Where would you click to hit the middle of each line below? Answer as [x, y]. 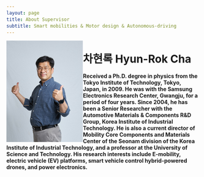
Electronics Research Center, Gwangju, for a [140, 96]
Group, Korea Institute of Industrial [128, 122]
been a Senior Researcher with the [128, 109]
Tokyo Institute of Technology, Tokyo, [132, 83]
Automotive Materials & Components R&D [137, 115]
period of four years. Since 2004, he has [135, 102]
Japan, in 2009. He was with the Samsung [138, 89]
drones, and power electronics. [47, 167]
